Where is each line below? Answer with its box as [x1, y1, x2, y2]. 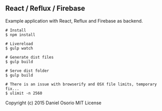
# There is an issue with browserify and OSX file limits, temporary [5, 82, 157, 87]
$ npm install [5, 32, 36, 38]
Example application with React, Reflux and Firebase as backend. [5, 17, 143, 24]
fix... [5, 86, 19, 91]
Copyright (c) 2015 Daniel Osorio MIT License [5, 100, 102, 106]
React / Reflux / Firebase [5, 4, 86, 13]
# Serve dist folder [5, 68, 50, 73]
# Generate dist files [5, 54, 54, 60]
